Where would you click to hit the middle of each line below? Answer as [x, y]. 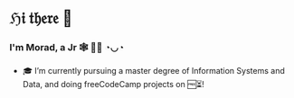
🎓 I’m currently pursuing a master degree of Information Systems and [153, 71]
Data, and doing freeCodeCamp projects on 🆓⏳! [114, 85]
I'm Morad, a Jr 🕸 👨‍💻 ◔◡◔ [67, 48]
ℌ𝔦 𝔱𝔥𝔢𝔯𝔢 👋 [41, 18]
